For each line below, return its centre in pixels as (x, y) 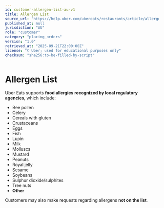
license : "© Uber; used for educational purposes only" (63, 50)
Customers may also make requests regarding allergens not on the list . (76, 200)
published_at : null (25, 23)
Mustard (20, 154)
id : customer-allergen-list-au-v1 (40, 10)
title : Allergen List (27, 14)
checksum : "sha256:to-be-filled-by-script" (50, 55)
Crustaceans (25, 123)
